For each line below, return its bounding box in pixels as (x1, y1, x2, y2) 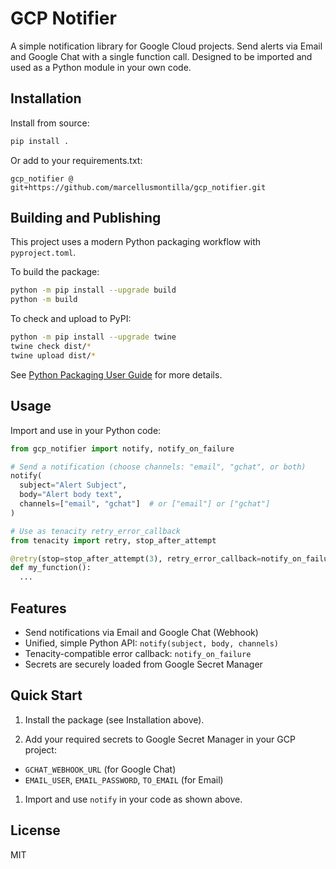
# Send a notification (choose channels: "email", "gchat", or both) (10, 462, 307, 472)
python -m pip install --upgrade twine (10, 332, 177, 342)
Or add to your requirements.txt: (10, 154, 143, 166)
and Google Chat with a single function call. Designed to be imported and (10, 50, 313, 62)
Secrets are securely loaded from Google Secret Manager (24, 658, 263, 670)
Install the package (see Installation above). (24, 713, 205, 726)
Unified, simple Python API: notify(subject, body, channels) (24, 637, 279, 649)
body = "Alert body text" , (19, 490, 123, 500)
